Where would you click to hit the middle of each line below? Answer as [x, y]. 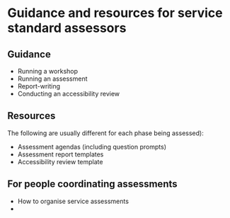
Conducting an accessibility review [69, 94]
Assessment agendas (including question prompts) [92, 147]
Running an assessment [52, 79]
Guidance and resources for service [115, 13]
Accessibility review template [60, 161]
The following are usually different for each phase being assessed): [105, 133]
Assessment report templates [61, 154]
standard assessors [67, 28]
